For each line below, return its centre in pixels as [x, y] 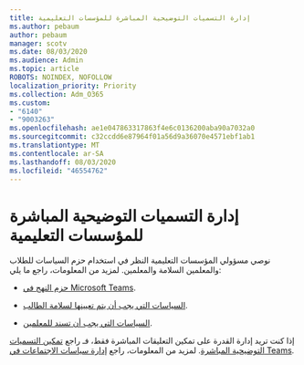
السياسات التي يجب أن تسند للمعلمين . [88, 323]
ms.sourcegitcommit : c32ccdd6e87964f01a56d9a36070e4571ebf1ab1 [132, 137]
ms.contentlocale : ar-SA [57, 153]
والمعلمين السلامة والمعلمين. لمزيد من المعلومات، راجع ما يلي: [115, 270]
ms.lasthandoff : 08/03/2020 [63, 162]
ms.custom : [30, 103]
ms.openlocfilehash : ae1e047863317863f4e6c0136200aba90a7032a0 [132, 129]
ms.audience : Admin [47, 60]
